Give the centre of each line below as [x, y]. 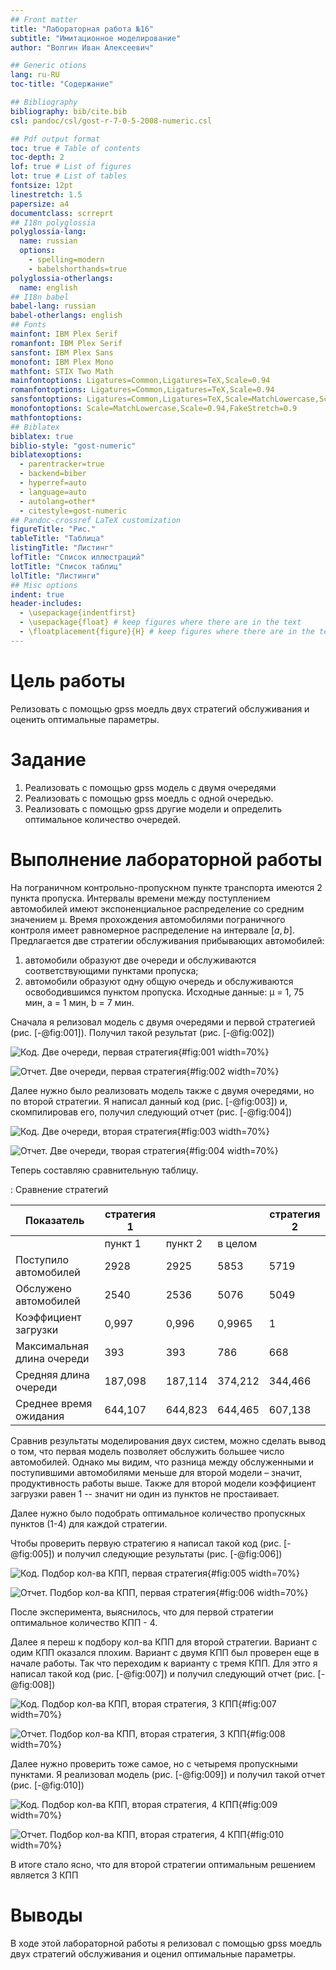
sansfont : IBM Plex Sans [62, 352]
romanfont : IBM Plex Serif [66, 343]
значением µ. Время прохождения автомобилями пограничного [148, 919]
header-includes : [46, 604]
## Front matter [44, 19]
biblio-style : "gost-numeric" [73, 446]
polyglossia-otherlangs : [62, 278]
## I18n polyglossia [53, 222]
